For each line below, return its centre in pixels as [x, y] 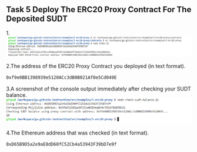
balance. [17, 95]
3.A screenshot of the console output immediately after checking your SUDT [98, 89]
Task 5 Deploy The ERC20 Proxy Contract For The [99, 10]
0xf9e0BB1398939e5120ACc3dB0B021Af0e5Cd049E [61, 78]
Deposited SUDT [37, 19]
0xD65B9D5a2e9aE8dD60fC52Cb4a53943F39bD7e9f [61, 144]
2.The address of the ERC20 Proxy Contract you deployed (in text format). [96, 66]
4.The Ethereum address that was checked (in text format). [77, 133]
